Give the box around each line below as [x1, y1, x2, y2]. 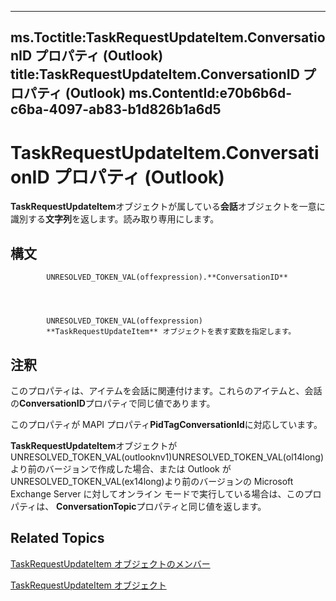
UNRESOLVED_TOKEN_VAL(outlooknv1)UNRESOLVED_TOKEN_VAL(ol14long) [10, 451, 325, 463]
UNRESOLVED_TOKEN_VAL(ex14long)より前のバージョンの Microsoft [10, 475, 294, 487]
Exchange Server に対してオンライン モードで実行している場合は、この [10, 487, 305, 500]
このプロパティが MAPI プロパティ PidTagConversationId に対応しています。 [10, 418, 323, 430]
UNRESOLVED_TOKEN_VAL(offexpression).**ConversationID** [46, 272, 288, 283]
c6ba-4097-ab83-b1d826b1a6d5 [10, 101, 222, 118]
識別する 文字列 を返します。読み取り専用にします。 [10, 213, 220, 225]
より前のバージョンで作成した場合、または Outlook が [10, 462, 232, 475]
